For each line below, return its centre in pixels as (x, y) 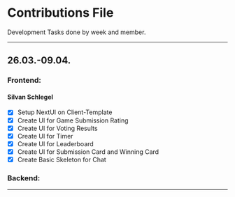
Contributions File (60, 13)
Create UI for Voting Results (57, 128)
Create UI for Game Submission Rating (73, 120)
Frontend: (24, 80)
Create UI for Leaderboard (56, 143)
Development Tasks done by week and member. (77, 32)
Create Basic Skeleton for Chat (62, 159)
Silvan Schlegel (30, 97)
